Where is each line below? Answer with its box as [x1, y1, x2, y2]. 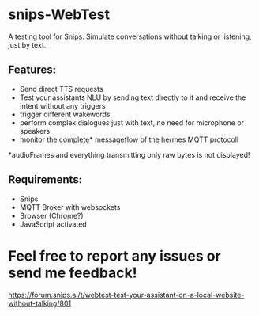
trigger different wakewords [19, 109, 111, 119]
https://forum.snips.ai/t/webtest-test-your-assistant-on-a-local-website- [8, 290, 245, 299]
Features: [8, 63, 57, 77]
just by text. [8, 40, 47, 49]
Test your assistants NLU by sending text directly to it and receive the [19, 93, 246, 102]
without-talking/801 [8, 299, 72, 308]
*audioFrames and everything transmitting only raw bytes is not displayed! [8, 150, 250, 159]
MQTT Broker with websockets [19, 202, 121, 211]
